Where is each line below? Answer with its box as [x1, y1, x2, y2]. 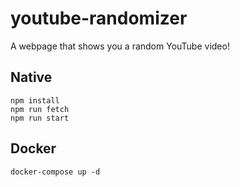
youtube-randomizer [10, 7, 188, 30]
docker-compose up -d [10, 167, 101, 177]
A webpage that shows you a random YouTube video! [10, 40, 230, 52]
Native [10, 69, 53, 86]
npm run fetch [10, 104, 70, 114]
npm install [10, 95, 60, 106]
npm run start [10, 113, 70, 123]
